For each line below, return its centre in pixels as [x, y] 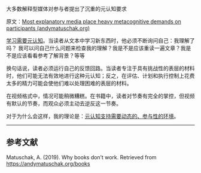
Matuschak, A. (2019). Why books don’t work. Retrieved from [81, 157]
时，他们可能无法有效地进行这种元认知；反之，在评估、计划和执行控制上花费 [100, 76]
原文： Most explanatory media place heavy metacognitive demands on [94, 22]
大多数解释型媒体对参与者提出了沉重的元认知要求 [66, 9]
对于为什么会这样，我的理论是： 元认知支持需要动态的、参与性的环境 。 [93, 116]
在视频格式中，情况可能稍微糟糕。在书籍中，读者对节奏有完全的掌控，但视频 [100, 96]
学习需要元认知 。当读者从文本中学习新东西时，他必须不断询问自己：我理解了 [100, 40]
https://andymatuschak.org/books [48, 163]
